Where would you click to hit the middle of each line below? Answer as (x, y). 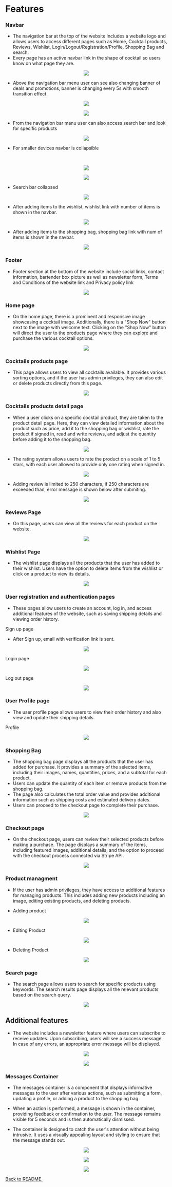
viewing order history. (36, 619)
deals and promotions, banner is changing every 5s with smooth (81, 88)
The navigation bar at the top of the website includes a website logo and (89, 36)
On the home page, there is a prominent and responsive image (79, 317)
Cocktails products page (37, 361)
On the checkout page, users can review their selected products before (88, 839)
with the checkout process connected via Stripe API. (68, 856)
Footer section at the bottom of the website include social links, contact (88, 271)
